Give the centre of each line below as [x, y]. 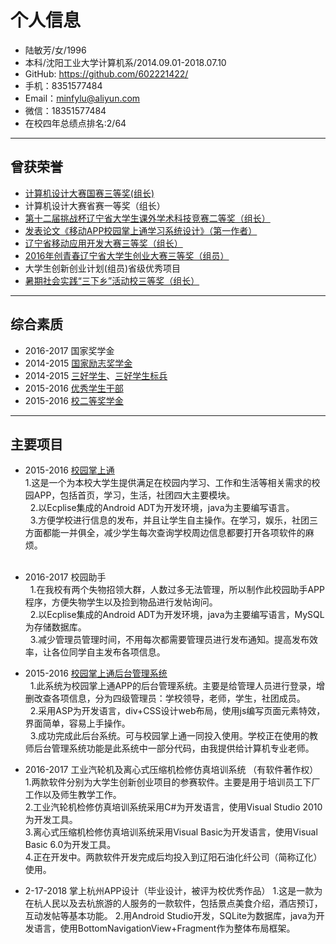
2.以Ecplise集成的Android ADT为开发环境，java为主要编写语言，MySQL [177, 615]
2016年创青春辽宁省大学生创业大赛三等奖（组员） [127, 255]
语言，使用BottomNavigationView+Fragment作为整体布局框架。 [164, 928]
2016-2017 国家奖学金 [69, 350]
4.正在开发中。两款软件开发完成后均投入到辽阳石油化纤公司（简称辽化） [173, 857]
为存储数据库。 [55, 627]
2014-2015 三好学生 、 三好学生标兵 [96, 375]
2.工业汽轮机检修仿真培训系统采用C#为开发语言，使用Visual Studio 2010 [173, 807]
